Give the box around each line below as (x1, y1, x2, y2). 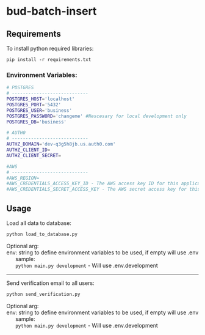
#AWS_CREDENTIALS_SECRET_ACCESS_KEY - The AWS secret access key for (6, 186, 187, 193)
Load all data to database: (6, 219, 72, 227)
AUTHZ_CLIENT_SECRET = (6, 152, 62, 158)
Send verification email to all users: (6, 279, 95, 287)
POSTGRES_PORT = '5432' (6, 101, 62, 108)
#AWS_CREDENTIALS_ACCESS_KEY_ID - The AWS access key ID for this (6, 180, 179, 187)
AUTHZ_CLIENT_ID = (6, 147, 51, 153)
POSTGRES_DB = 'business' (6, 119, 67, 125)
